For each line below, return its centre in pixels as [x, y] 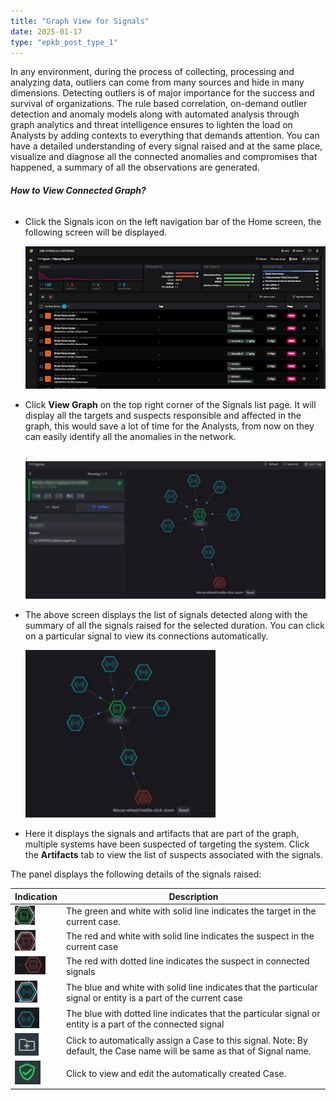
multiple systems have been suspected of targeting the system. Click [167, 844]
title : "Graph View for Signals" [80, 21]
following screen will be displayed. [96, 232]
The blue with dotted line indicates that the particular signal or [193, 1013]
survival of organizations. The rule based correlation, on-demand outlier [159, 104]
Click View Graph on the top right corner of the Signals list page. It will [170, 405]
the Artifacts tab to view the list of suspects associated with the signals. [173, 855]
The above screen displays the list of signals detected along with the [166, 615]
